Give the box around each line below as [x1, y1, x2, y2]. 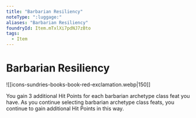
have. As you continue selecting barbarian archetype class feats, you [6, 99, 175, 106]
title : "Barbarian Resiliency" [6, 8, 83, 15]
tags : [6, 31, 19, 37]
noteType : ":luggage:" [6, 14, 62, 20]
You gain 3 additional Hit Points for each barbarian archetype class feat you [6, 92, 190, 99]
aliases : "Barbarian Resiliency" [6, 19, 89, 25]
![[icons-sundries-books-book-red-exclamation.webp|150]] [6, 81, 151, 88]
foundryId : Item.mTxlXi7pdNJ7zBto [6, 25, 92, 31]
